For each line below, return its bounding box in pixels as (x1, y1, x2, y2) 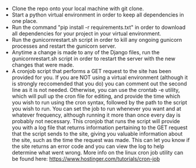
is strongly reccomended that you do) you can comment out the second (11, 80, 188, 87)
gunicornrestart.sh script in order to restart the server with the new (11, 55, 176, 62)
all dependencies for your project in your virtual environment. (11, 30, 162, 37)
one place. (11, 18, 38, 24)
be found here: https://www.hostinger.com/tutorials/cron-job (11, 156, 160, 162)
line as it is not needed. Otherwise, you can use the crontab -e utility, (11, 87, 180, 93)
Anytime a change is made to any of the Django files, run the (11, 49, 160, 55)
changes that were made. (11, 61, 74, 68)
